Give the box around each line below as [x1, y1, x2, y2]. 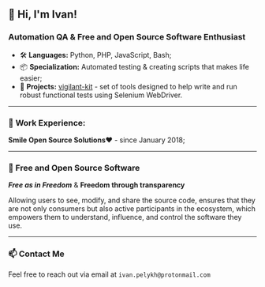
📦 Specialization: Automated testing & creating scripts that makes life [19, 62, 250, 71]
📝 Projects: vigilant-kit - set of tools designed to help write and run [19, 81, 238, 91]
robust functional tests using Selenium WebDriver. [19, 90, 183, 100]
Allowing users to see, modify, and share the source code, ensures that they [8, 195, 256, 206]
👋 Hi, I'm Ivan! [8, 8, 77, 21]
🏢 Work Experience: [8, 117, 86, 128]
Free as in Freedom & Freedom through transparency [8, 180, 185, 190]
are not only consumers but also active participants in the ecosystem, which [8, 204, 256, 213]
